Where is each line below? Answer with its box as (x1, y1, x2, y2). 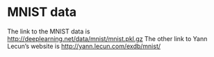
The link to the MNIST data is (7, 27, 90, 35)
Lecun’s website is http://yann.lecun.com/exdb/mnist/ (7, 42, 161, 50)
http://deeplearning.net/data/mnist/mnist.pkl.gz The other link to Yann (7, 34, 208, 42)
